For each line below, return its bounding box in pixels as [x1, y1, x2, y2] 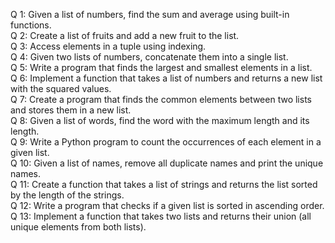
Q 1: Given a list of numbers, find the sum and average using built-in [10, 9, 290, 20]
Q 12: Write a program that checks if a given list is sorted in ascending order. [10, 200, 325, 211]
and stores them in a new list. [10, 104, 132, 116]
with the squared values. [10, 83, 112, 94]
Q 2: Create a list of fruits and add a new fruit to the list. [10, 30, 240, 41]
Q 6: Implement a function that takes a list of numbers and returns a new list [10, 72, 323, 84]
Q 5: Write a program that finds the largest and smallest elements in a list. [10, 62, 313, 73]
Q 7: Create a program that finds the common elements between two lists [10, 94, 312, 105]
